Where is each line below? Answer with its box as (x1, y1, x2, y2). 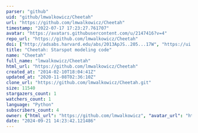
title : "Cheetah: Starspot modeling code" (6, 47, 112, 53)
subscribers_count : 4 (6, 107, 60, 113)
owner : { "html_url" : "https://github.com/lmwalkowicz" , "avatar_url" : (6, 112, 183, 118)
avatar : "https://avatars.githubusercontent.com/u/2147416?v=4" (6, 31, 167, 36)
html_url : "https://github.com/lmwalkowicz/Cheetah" (6, 63, 138, 69)
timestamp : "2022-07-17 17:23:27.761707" (6, 25, 110, 31)
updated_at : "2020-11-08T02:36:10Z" (6, 74, 96, 80)
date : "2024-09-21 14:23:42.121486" (6, 118, 96, 124)
